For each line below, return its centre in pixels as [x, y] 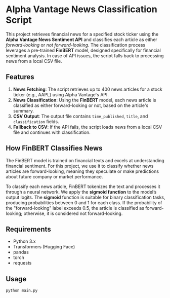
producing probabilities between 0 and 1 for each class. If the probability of [84, 202]
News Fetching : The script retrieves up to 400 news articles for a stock [88, 89]
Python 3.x [24, 241]
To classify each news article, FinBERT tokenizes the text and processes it [83, 187]
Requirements [28, 229]
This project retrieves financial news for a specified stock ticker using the [82, 34]
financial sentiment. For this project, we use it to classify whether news [80, 166]
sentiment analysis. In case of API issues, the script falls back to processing [85, 55]
